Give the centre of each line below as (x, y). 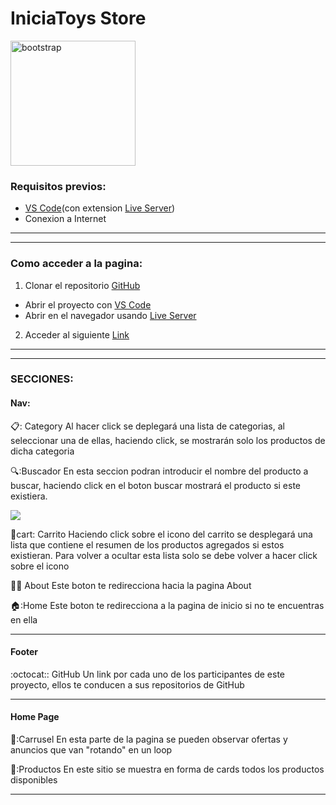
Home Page (35, 717)
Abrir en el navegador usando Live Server (110, 315)
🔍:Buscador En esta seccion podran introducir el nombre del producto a (159, 471)
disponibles (34, 780)
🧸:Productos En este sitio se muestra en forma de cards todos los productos (167, 769)
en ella (24, 619)
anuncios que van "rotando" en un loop (91, 750)
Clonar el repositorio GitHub (82, 285)
